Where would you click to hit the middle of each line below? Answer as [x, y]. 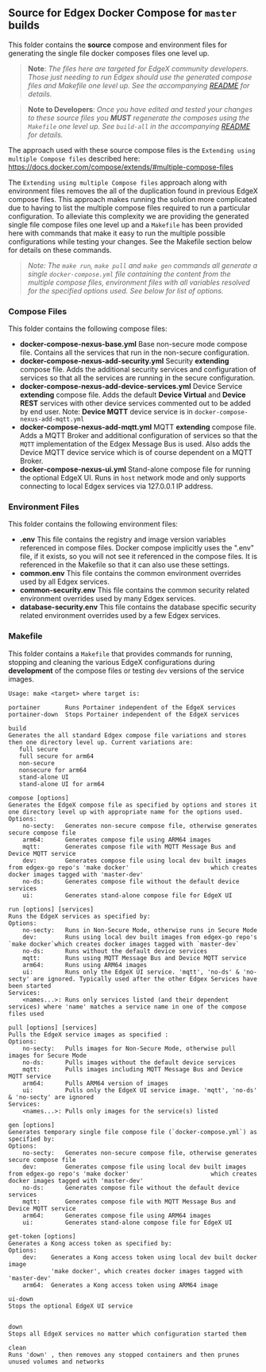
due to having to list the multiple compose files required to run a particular [129, 208]
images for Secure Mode [48, 1055]
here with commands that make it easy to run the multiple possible [117, 233]
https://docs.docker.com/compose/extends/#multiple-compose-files [121, 167]
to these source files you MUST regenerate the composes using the [139, 118]
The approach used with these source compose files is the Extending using [132, 150]
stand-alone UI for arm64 [62, 784]
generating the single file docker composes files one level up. [109, 53]
